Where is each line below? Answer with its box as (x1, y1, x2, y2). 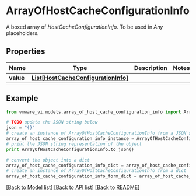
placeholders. (6, 29, 39, 36)
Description (134, 64, 167, 72)
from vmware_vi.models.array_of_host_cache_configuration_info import (6, 109, 181, 115)
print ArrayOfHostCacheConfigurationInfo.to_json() (6, 146, 134, 152)
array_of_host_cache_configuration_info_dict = (6, 162, 124, 169)
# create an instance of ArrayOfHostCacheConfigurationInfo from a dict (6, 168, 187, 174)
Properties (6, 47, 45, 57)
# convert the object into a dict (6, 157, 90, 163)
